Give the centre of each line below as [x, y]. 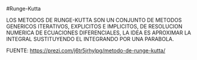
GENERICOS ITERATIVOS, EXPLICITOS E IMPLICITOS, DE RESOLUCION [94, 26]
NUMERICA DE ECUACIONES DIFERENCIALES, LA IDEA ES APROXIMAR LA [99, 33]
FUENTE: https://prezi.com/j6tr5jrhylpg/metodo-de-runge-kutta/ [86, 50]
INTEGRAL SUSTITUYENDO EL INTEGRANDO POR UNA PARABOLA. [90, 39]
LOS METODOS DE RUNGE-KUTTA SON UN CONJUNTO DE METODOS [94, 20]
